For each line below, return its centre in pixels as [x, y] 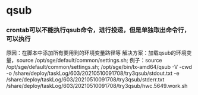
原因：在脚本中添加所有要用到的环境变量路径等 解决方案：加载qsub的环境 [96, 53]
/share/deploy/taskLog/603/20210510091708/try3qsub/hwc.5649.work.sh [97, 86]
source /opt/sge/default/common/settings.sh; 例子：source [89, 61]
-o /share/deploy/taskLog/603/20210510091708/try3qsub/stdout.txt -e [93, 73]
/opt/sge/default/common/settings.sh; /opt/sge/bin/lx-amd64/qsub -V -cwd [99, 67]
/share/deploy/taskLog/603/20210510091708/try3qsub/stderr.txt [85, 80]
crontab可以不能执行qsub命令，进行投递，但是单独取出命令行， [98, 30]
